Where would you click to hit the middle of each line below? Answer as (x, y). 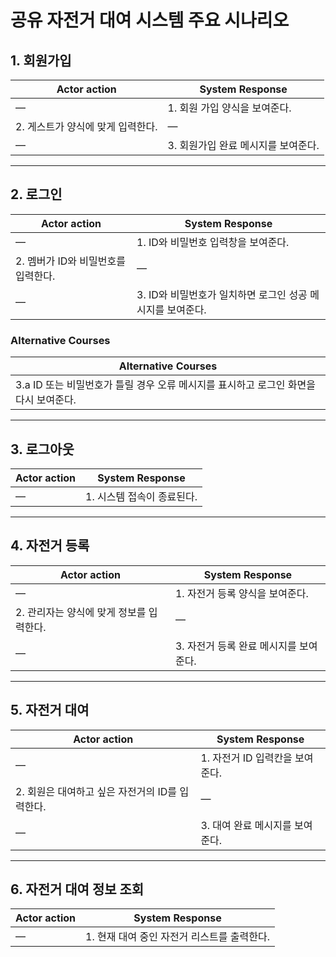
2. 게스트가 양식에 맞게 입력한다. (86, 126)
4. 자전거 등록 (50, 546)
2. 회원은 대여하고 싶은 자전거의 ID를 (96, 791)
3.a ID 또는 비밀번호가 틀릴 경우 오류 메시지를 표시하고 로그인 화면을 (165, 385)
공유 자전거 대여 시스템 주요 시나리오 (150, 20)
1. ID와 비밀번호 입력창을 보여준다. (213, 242)
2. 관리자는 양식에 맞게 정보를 (81, 612)
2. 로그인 (36, 194)
